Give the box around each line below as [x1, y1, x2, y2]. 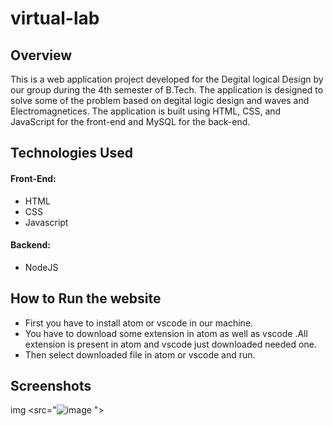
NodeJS [24, 261, 59, 273]
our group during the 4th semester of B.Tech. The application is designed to [10, 84, 324, 96]
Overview [10, 47, 73, 64]
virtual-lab [10, 7, 100, 30]
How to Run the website [10, 290, 162, 307]
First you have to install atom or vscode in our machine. [24, 317, 254, 329]
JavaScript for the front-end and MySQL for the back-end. [10, 116, 251, 127]
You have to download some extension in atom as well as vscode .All [24, 327, 308, 339]
